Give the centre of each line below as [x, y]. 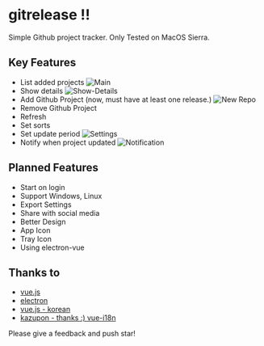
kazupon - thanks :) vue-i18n [68, 318]
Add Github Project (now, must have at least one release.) [116, 99]
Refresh [33, 116]
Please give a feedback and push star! [72, 334]
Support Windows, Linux [61, 196]
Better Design [43, 222]
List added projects [52, 82]
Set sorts [35, 125]
